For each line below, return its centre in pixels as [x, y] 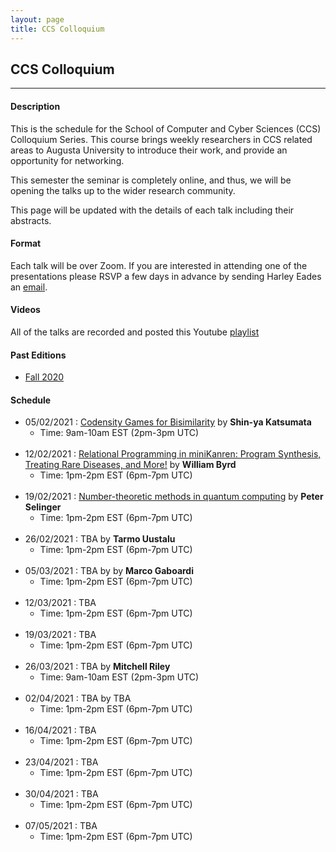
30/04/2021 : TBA [61, 794]
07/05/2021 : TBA [61, 826]
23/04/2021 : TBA [61, 762]
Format [26, 243]
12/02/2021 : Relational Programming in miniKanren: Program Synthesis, [173, 454]
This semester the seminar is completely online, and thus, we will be [151, 180]
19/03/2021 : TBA [60, 635]
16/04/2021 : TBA [60, 730]
